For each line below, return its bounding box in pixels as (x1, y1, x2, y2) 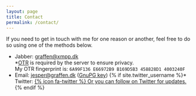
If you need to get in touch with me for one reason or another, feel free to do (6, 36, 191, 43)
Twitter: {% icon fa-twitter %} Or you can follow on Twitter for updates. (14, 78, 187, 85)
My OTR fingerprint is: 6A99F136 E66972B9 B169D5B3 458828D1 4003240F (14, 66, 185, 73)
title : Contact (6, 14, 43, 20)
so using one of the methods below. (6, 42, 93, 49)
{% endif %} (14, 84, 45, 91)
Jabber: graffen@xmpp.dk (14, 53, 79, 60)
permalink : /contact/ (6, 19, 59, 25)
